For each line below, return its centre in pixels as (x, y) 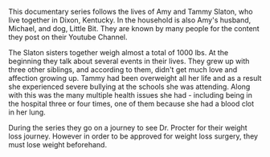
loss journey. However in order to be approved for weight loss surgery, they (133, 136)
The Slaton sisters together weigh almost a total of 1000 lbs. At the (119, 52)
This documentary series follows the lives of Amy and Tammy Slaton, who (131, 12)
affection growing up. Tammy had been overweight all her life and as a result (135, 78)
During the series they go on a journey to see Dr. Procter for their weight (128, 128)
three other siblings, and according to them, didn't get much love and (123, 70)
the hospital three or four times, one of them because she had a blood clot (131, 104)
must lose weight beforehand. (57, 145)
